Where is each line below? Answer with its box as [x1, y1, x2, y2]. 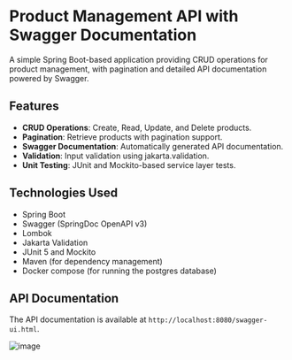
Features [9, 99, 59, 114]
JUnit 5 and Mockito [21, 246, 96, 257]
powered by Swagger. [9, 73, 89, 83]
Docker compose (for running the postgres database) [21, 265, 217, 276]
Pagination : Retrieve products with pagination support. [21, 131, 223, 142]
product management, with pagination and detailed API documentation [9, 64, 267, 74]
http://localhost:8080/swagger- [148, 316, 268, 325]
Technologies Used [9, 186, 118, 201]
